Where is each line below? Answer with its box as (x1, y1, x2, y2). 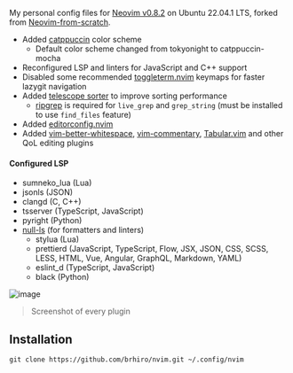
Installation (9, 331, 73, 346)
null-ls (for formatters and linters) (21, 225, 145, 236)
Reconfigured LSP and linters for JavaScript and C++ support (21, 62, 248, 73)
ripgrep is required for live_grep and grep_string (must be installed (35, 100, 283, 110)
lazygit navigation (21, 82, 87, 91)
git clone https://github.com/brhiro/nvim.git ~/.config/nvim (9, 355, 244, 364)
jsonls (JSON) (21, 187, 74, 198)
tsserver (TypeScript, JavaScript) (21, 206, 144, 216)
